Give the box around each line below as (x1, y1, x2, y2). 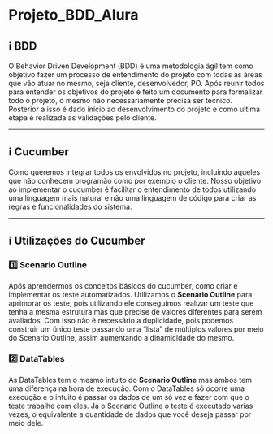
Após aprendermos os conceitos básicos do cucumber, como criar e (8, 280, 238, 290)
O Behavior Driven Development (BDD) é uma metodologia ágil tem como (8, 61, 253, 71)
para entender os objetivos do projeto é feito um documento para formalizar (8, 87, 263, 97)
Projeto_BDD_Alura (8, 6, 140, 24)
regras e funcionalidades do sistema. (8, 202, 132, 211)
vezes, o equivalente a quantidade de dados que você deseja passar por (8, 409, 252, 419)
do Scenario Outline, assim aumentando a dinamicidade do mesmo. (8, 332, 235, 342)
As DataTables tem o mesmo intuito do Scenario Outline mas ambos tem (8, 375, 253, 384)
